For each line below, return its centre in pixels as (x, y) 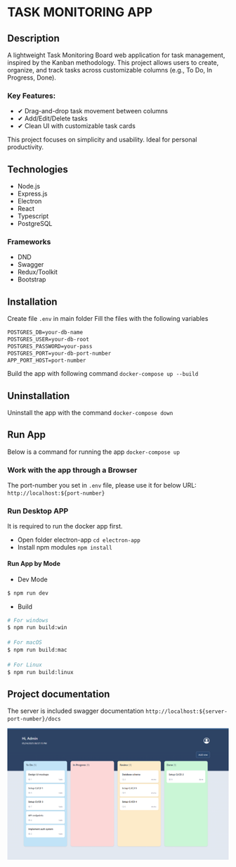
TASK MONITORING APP (80, 12)
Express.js (32, 194)
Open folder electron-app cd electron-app (79, 540)
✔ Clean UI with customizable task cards (76, 126)
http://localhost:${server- (187, 711)
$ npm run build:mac (38, 650)
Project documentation (59, 694)
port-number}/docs (34, 719)
